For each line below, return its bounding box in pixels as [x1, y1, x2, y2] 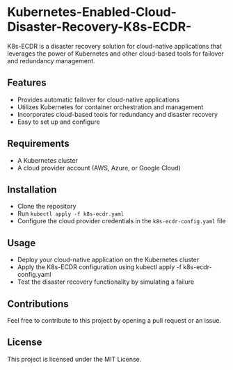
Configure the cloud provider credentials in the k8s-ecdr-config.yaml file [17, 217, 226, 225]
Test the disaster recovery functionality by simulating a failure [17, 277, 195, 286]
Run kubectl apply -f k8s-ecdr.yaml [17, 209, 124, 218]
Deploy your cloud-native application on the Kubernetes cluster [17, 255, 200, 264]
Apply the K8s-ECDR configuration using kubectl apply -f [17, 263, 182, 271]
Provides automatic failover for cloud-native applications [17, 95, 179, 104]
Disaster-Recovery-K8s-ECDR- [7, 19, 192, 35]
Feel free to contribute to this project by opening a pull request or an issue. [7, 316, 221, 324]
